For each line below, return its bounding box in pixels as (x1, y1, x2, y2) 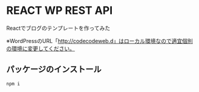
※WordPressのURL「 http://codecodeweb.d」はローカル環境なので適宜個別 (6, 37, 193, 44)
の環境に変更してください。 (6, 45, 76, 52)
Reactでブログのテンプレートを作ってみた (6, 24, 111, 31)
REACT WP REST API (6, 4, 113, 18)
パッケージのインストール (6, 64, 102, 74)
